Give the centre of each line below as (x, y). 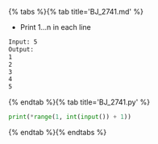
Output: (21, 49)
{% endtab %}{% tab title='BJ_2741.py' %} (79, 102)
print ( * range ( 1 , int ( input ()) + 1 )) (70, 117)
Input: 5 (23, 42)
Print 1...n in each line (55, 27)
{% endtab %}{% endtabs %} (58, 132)
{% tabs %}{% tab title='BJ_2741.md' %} (76, 12)
